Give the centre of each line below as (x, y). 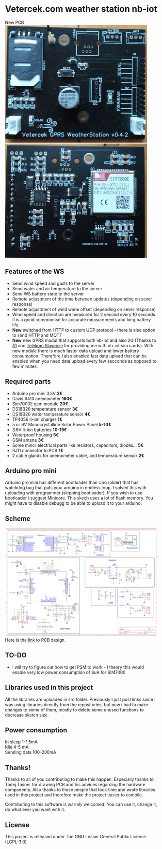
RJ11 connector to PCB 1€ (38, 450)
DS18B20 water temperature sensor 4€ (51, 414)
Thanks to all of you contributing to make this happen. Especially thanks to (80, 779)
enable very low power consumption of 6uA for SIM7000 (69, 672)
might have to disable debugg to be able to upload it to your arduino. (73, 503)
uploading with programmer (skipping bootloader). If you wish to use (74, 493)
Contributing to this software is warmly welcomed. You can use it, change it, (81, 804)
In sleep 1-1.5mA (21, 742)
